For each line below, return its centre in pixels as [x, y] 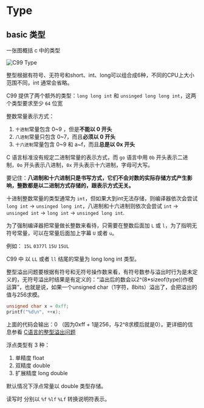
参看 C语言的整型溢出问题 [43, 332]
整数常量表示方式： [30, 116]
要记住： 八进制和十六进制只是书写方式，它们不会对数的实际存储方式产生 [97, 178]
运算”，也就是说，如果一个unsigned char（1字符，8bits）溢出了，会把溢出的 [102, 287]
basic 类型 [26, 34]
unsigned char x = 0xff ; [38, 306]
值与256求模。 [25, 295]
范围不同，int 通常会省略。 [39, 83]
